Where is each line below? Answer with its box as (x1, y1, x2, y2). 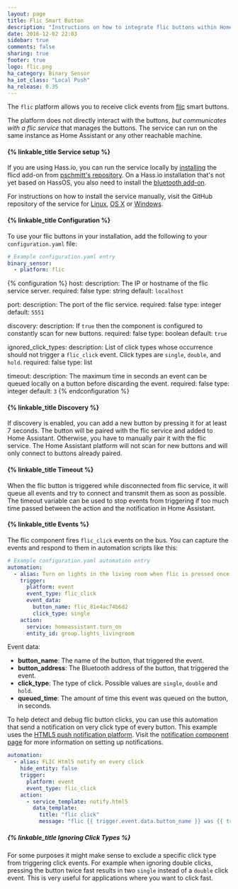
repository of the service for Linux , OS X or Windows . (7, 200, 164, 208)
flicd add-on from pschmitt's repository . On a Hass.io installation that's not (7, 171, 225, 180)
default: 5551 (7, 308, 45, 317)
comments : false (7, 43, 55, 50)
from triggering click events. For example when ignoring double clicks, (7, 858, 213, 867)
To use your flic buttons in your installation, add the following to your (7, 231, 208, 240)
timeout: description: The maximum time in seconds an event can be (7, 372, 208, 381)
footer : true (7, 57, 46, 64)
